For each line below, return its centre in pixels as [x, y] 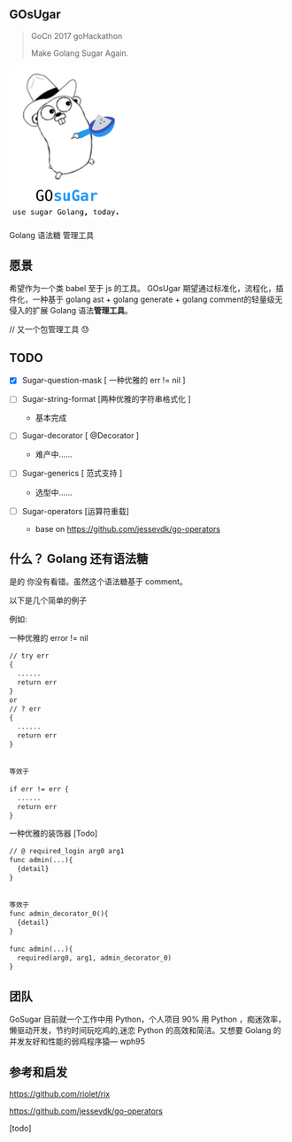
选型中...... [54, 492]
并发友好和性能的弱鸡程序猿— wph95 [77, 1042]
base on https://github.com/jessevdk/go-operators [128, 529]
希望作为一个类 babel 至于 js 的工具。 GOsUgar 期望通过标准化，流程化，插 [146, 289]
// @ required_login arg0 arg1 [67, 852]
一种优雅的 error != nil [49, 638]
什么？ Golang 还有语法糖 [79, 558]
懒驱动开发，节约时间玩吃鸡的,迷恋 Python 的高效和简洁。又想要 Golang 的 [145, 1030]
